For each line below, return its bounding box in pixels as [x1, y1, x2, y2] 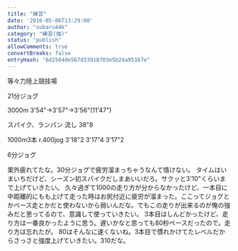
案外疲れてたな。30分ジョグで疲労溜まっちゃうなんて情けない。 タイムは [7, 165, 221, 174]
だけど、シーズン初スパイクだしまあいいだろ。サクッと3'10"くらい [25, 174, 220, 182]
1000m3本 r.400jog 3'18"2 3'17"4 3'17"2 [7, 135, 125, 144]
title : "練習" [7, 10, 47, 18]
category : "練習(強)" [7, 30, 68, 37]
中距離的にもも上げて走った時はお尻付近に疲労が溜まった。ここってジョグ [7, 192, 224, 200]
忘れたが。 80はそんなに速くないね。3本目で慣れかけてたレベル [25, 227, 213, 235]
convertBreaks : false [7, 50, 72, 57]
